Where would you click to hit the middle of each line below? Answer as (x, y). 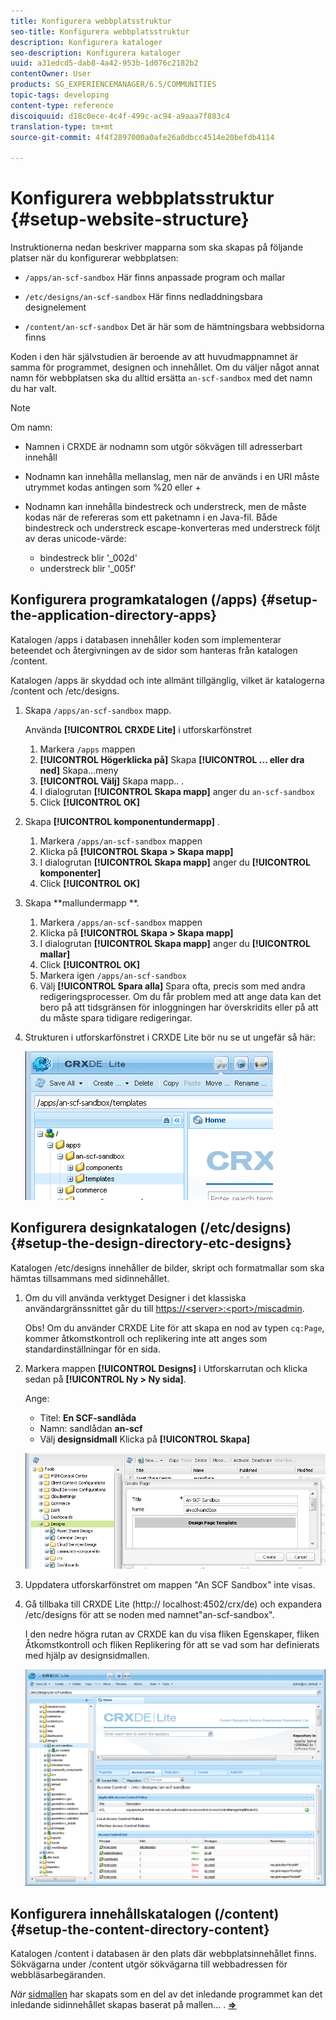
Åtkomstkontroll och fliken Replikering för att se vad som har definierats (172, 1645)
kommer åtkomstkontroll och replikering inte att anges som (146, 1338)
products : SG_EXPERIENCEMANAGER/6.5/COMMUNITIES (113, 85)
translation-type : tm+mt (62, 126)
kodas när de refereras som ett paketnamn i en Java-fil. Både (151, 517)
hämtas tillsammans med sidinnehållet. (90, 1278)
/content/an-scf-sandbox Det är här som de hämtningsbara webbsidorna (174, 327)
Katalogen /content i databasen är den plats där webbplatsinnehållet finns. (163, 1954)
